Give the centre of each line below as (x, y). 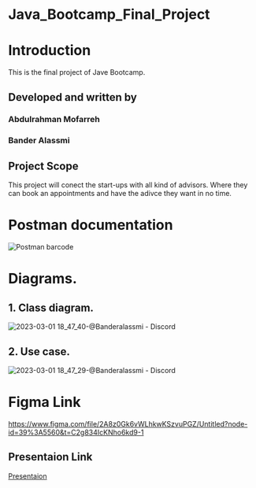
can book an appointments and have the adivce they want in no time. (120, 194)
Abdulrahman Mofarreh (54, 120)
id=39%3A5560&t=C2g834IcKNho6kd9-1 (76, 432)
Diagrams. (43, 279)
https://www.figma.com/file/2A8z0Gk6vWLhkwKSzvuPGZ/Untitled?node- (128, 423)
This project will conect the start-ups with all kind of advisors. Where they (128, 185)
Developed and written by (73, 97)
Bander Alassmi (39, 141)
